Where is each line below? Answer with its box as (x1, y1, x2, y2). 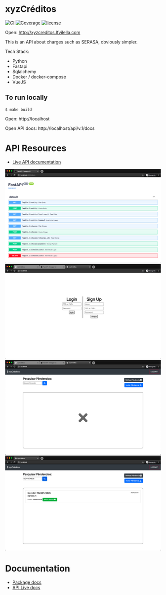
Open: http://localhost (5, 116, 50, 121)
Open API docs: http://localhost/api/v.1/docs (5, 125, 95, 131)
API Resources (5, 142, 67, 154)
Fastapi (12, 63, 28, 69)
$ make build (5, 107, 32, 112)
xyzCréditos (5, 3, 57, 15)
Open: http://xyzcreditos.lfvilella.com (5, 29, 81, 35)
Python (12, 58, 27, 64)
